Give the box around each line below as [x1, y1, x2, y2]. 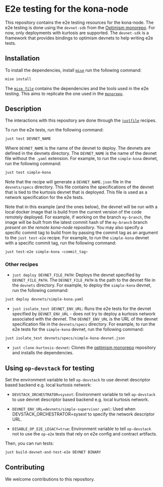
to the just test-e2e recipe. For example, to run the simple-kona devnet [5, 235, 149, 241]
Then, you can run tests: [5, 440, 54, 446]
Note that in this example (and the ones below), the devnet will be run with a [5, 204, 158, 210]
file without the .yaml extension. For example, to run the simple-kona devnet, [5, 156, 158, 162]
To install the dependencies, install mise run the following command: [5, 67, 142, 73]
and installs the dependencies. [12, 350, 74, 356]
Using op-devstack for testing [5, 364, 95, 372]
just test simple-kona [5, 170, 51, 175]
